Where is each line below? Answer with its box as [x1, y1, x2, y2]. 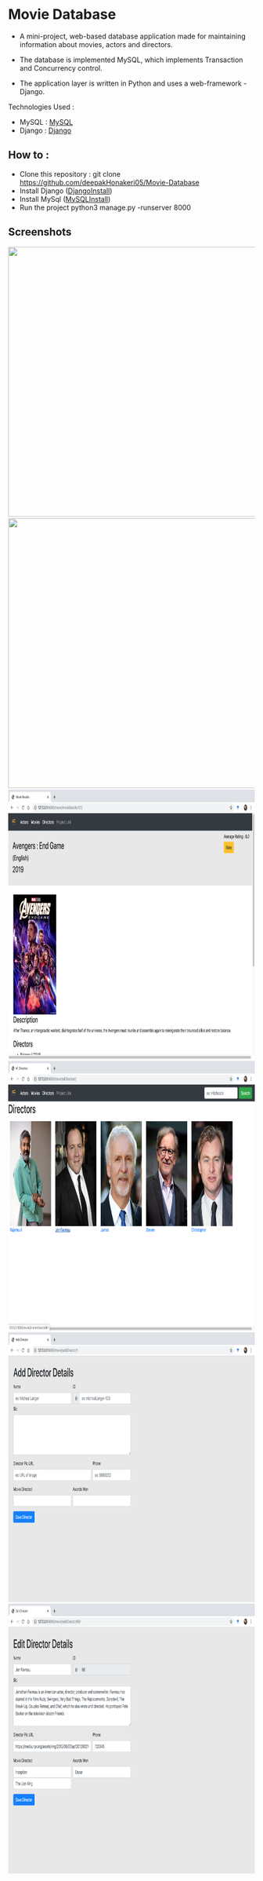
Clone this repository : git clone [19, 169, 121, 178]
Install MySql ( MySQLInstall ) [19, 194, 111, 203]
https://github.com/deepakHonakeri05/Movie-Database [19, 177, 200, 187]
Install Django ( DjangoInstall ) [19, 186, 113, 195]
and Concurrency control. [19, 63, 103, 72]
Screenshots [8, 225, 72, 239]
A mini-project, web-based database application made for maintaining [19, 31, 247, 41]
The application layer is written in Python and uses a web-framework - [19, 79, 247, 88]
